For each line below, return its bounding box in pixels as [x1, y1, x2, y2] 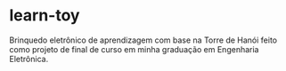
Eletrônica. [9, 53, 49, 64]
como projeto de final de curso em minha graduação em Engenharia [9, 43, 259, 54]
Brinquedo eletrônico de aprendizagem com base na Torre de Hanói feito [9, 35, 278, 45]
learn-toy [9, 5, 80, 26]
